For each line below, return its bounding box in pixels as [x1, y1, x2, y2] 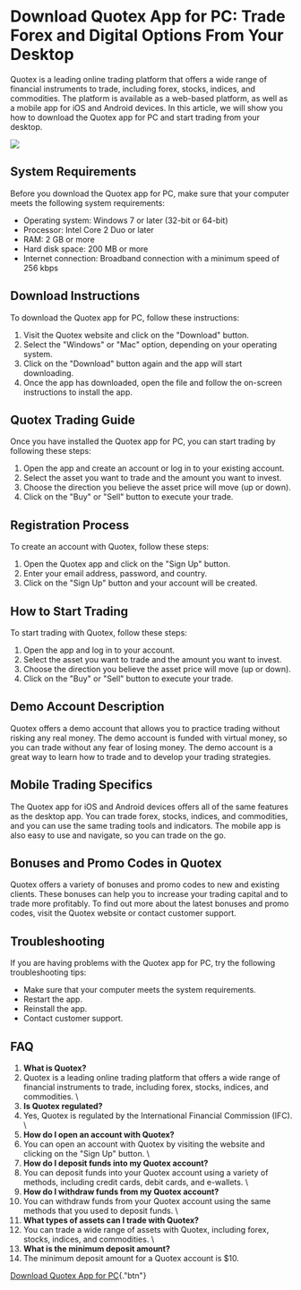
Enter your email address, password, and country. [22, 568, 208, 579]
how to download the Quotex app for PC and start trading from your [10, 112, 261, 123]
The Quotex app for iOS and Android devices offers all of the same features [10, 801, 289, 812]
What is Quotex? [22, 1063, 87, 1073]
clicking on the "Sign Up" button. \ [22, 1149, 150, 1159]
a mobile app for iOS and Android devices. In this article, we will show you [10, 102, 283, 113]
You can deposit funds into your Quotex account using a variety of [22, 1167, 269, 1178]
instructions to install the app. [22, 387, 133, 397]
